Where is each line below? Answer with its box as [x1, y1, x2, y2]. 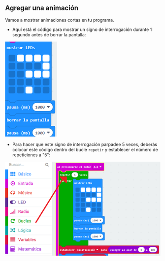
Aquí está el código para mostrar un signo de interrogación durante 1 [12, 27, 152, 32]
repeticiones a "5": [12, 152, 51, 158]
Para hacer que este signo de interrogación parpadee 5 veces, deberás [12, 141, 158, 147]
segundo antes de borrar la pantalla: [12, 31, 86, 37]
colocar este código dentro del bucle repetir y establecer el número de [12, 146, 158, 152]
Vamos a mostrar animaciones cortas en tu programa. [5, 17, 114, 23]
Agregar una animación [5, 4, 79, 12]
